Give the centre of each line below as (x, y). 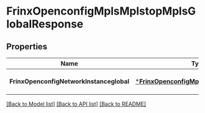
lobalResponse (45, 24)
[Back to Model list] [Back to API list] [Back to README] (76, 104)
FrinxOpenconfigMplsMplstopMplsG (101, 11)
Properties (27, 46)
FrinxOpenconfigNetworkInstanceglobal (70, 81)
